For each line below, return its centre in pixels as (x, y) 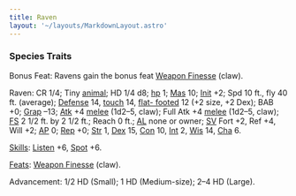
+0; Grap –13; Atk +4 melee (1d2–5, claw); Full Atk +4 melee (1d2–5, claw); (144, 111)
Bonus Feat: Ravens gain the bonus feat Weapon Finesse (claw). (126, 75)
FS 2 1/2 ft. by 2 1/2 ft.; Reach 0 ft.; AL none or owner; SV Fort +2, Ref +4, (143, 121)
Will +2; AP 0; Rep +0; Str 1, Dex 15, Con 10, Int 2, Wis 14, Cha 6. (125, 130)
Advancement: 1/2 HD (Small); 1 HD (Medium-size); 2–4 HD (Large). (132, 181)
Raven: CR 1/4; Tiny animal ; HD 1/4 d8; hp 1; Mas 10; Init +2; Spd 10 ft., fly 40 (148, 93)
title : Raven (33, 17)
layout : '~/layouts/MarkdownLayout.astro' (88, 26)
